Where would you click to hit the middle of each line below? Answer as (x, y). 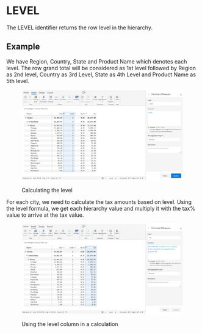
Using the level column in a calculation (70, 324)
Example (23, 47)
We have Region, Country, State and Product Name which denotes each (97, 61)
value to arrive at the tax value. (45, 215)
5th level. (18, 81)
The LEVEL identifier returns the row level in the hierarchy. (79, 27)
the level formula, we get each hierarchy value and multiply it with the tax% (101, 208)
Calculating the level (47, 190)
